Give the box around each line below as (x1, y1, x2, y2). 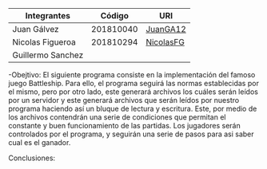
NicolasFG (145, 37, 185, 47)
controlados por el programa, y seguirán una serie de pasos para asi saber (8, 129, 254, 139)
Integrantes (25, 10, 70, 21)
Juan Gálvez (12, 24, 59, 34)
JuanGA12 (145, 24, 186, 34)
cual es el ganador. (8, 138, 71, 147)
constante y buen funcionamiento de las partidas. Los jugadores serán (8, 121, 241, 130)
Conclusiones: (8, 153, 56, 163)
